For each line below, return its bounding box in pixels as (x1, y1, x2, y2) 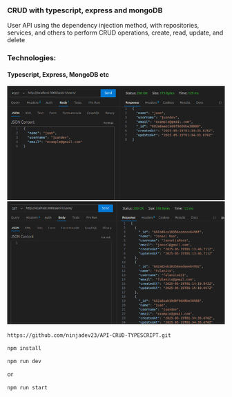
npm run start (7, 385, 48, 391)
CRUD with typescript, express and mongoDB (7, 6, 163, 15)
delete (7, 36, 26, 44)
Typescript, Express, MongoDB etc (7, 70, 109, 78)
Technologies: (7, 53, 57, 63)
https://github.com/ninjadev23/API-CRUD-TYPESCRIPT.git (7, 332, 171, 339)
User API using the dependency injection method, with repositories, (7, 21, 200, 30)
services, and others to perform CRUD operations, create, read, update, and (7, 28, 224, 37)
